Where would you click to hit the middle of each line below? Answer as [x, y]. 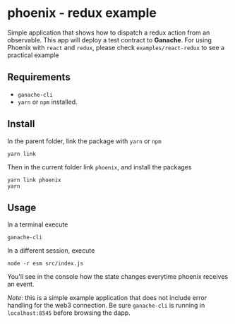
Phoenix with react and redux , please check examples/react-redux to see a [116, 47]
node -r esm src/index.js [45, 264]
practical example [33, 55]
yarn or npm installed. [47, 102]
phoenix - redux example [82, 13]
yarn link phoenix [34, 180]
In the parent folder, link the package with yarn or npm [84, 141]
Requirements [39, 77]
